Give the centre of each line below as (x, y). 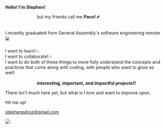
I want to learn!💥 (22, 51)
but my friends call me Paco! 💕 (68, 17)
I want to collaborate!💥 (29, 56)
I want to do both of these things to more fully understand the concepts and (83, 62)
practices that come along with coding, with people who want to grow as (80, 67)
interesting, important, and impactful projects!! (86, 83)
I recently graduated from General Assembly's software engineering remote (83, 33)
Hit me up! (16, 102)
